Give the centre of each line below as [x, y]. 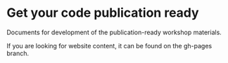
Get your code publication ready [103, 13]
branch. [18, 53]
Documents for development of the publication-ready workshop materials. [114, 32]
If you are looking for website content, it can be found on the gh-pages [109, 45]
